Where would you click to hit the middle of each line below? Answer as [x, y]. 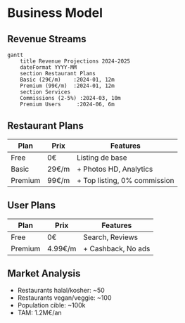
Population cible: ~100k [51, 305]
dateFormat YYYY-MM [49, 68]
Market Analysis [44, 273]
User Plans [32, 205]
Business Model [55, 13]
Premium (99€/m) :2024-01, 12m [67, 86]
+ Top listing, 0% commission [125, 180]
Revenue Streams [47, 39]
